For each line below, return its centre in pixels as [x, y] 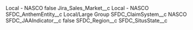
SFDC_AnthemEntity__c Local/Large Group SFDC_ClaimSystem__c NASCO [96, 14]
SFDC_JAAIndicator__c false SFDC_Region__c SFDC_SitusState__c [87, 21]
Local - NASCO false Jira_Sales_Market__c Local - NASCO [77, 8]
